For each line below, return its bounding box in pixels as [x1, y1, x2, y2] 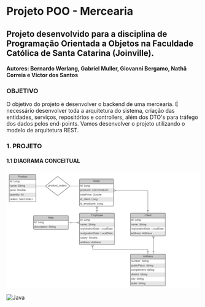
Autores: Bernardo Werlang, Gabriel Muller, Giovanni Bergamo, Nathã [6, 65, 187, 72]
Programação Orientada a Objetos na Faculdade [6, 38, 194, 48]
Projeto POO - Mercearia [6, 4, 134, 18]
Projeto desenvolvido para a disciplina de [6, 29, 168, 39]
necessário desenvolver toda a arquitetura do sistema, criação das [6, 107, 175, 115]
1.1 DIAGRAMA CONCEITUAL [6, 157, 80, 164]
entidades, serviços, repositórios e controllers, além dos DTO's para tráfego [6, 113, 198, 121]
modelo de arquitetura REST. [6, 127, 79, 134]
